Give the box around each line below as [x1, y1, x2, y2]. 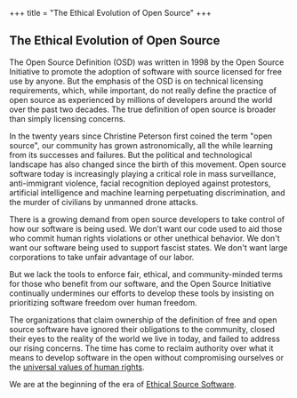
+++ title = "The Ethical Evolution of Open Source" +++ [9, 8, 212, 18]
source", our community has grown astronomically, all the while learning [9, 139, 274, 150]
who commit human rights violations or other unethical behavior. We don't [9, 233, 280, 243]
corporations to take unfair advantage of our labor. [9, 251, 195, 262]
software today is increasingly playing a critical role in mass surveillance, [9, 168, 277, 179]
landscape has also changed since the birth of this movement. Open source [9, 159, 287, 170]
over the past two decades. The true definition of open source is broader [9, 104, 277, 115]
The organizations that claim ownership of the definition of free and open [9, 314, 277, 325]
